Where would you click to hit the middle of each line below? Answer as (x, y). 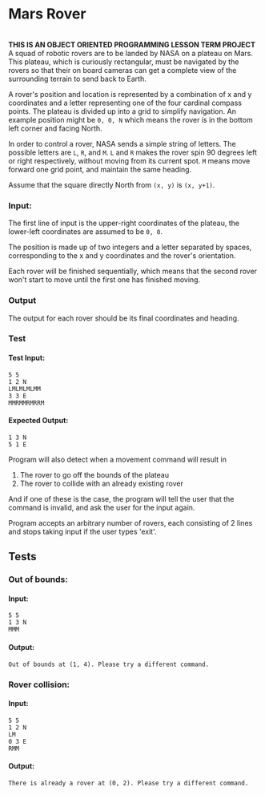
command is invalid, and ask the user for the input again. (102, 507)
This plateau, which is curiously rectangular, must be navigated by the (124, 62)
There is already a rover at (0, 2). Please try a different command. (128, 783)
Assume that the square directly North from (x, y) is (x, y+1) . (112, 184)
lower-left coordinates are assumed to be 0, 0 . (85, 232)
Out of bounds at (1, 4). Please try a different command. (109, 664)
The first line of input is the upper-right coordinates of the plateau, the (124, 223)
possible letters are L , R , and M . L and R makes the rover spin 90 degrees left (133, 152)
